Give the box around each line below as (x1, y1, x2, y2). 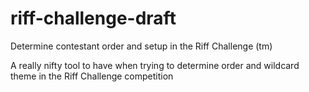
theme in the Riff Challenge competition (10, 70, 174, 82)
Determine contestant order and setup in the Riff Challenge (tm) (10, 40, 273, 52)
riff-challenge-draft (10, 7, 177, 30)
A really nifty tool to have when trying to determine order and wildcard (10, 59, 300, 71)
